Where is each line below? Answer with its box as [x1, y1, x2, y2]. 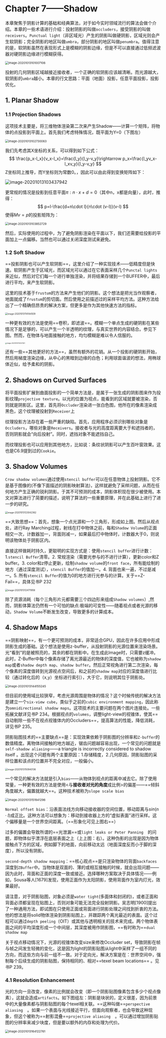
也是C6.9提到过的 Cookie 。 [5, 448, 59, 454]
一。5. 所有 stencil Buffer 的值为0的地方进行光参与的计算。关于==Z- [5, 572, 145, 578]
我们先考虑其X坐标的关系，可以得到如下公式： [5, 147, 99, 154]
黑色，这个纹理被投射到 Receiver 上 [5, 408, 75, 414]
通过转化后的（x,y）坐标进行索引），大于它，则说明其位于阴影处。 [13, 674, 148, 680]
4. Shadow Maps [5, 623, 58, 632]
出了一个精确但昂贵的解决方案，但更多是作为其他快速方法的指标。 [5, 302, 139, 308]
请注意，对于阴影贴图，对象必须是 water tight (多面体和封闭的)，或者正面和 [5, 893, 158, 899]
